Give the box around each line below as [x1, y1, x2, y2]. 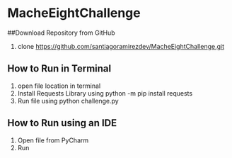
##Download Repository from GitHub [7, 28, 115, 37]
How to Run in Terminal [7, 62, 112, 75]
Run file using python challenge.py [17, 96, 119, 105]
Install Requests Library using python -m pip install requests [17, 89, 193, 97]
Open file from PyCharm [17, 136, 89, 145]
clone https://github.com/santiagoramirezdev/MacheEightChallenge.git [17, 42, 225, 50]
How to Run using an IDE [7, 117, 117, 129]
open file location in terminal [17, 81, 101, 90]
